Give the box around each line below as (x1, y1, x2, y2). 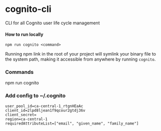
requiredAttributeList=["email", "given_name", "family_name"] (5, 121, 139, 126)
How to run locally (5, 31, 44, 37)
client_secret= (5, 112, 37, 117)
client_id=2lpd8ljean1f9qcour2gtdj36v (5, 108, 85, 113)
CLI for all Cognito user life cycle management (5, 20, 100, 26)
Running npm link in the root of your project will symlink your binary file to (5, 51, 157, 57)
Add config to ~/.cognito (5, 92, 66, 99)
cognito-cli (5, 3, 52, 15)
